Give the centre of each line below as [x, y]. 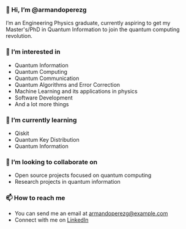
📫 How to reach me [35, 198]
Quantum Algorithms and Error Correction [67, 84]
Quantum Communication [47, 78]
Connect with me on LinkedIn [51, 220]
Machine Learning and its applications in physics [76, 91]
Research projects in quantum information [67, 182]
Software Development [43, 98]
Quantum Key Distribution [47, 139]
